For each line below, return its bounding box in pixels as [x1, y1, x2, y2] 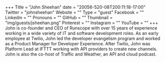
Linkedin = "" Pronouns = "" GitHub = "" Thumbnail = [5, 15, 113, 20]
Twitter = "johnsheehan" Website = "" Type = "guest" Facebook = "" [5, 9, 144, 15]
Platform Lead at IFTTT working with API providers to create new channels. [5, 46, 158, 52]
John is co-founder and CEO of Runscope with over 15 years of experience [5, 25, 158, 31]
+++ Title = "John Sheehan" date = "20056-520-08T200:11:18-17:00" [5, 4, 146, 10]
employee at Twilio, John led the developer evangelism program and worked [5, 35, 161, 41]
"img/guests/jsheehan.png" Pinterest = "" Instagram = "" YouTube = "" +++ [5, 20, 159, 26]
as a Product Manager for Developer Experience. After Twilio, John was [5, 41, 151, 46]
